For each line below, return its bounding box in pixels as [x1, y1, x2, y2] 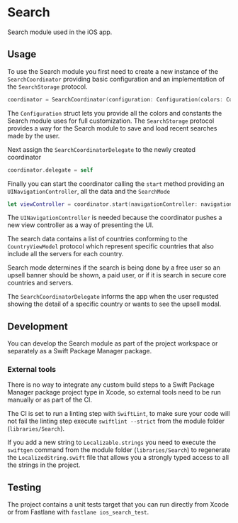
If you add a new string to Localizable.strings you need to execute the [7, 438, 216, 447]
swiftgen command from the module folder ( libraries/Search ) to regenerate [7, 446, 231, 454]
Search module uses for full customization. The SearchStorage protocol [7, 116, 215, 125]
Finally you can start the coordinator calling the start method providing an [7, 179, 225, 188]
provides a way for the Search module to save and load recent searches [7, 123, 217, 132]
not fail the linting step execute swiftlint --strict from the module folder [7, 417, 225, 426]
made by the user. [7, 131, 60, 140]
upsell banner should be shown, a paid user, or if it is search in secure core [7, 271, 227, 280]
